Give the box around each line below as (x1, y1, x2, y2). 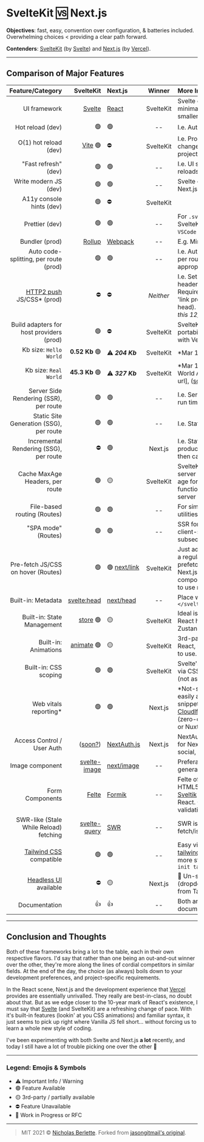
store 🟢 (78, 615, 101, 624)
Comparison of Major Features (6, 68, 124, 79)
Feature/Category (9, 86, 63, 94)
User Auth (33, 743, 63, 752)
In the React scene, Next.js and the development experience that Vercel (6, 985, 186, 993)
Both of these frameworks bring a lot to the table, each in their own (6, 948, 174, 955)
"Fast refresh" (22, 159, 63, 168)
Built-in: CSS (24, 663, 63, 672)
